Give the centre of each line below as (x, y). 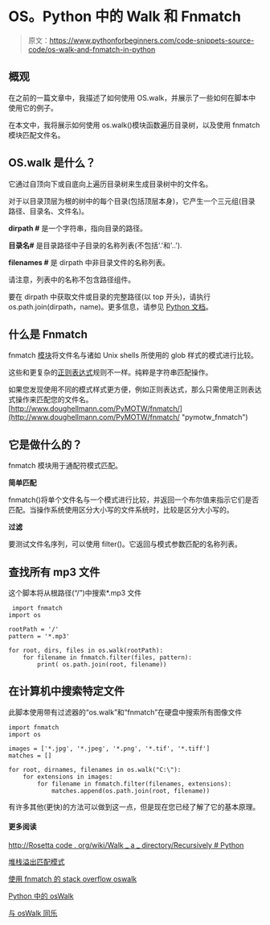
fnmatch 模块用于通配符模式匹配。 (65, 466)
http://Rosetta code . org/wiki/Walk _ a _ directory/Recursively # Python (126, 845)
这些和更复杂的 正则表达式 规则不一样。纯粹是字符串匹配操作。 (110, 372)
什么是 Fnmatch (48, 334)
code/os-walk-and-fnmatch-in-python (92, 49)
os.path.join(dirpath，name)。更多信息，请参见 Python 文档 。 (110, 306)
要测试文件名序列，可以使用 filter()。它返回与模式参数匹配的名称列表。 (125, 544)
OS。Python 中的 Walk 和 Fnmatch (125, 17)
